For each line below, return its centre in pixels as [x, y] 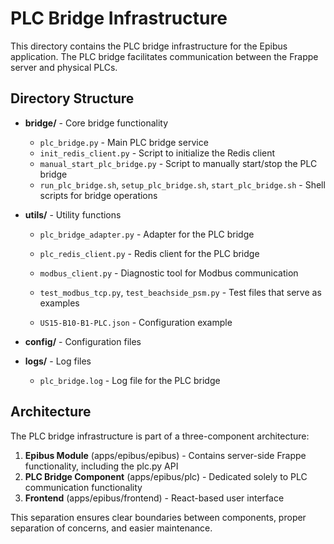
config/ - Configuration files [83, 341]
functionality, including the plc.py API [101, 466]
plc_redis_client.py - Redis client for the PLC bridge [149, 253]
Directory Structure [72, 98]
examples [59, 303]
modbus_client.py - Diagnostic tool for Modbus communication [169, 273]
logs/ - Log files [58, 361]
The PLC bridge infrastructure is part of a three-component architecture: [160, 436]
